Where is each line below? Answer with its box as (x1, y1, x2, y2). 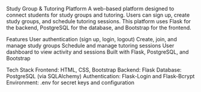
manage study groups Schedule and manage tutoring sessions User (6, 42, 175, 49)
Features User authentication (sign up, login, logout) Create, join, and (6, 36, 177, 42)
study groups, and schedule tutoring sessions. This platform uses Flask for (6, 18, 191, 24)
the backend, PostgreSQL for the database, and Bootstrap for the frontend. (6, 24, 192, 31)
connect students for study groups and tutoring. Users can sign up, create (6, 11, 190, 19)
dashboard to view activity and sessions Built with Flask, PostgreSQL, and (6, 48, 189, 56)
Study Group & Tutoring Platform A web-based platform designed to (6, 5, 175, 12)
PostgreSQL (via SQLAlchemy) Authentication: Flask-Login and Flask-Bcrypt (6, 73, 195, 79)
